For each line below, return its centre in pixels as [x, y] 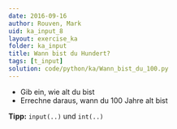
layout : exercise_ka [43, 39]
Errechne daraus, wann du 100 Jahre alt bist [94, 100]
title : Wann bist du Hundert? [60, 54]
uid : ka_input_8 [36, 31]
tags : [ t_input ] [36, 62]
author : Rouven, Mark [45, 24]
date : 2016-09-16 [38, 16]
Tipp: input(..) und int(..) [56, 116]
